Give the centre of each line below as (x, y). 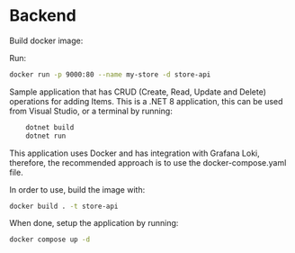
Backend (43, 16)
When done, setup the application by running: (94, 223)
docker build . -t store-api (64, 206)
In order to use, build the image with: (77, 189)
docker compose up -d (50, 239)
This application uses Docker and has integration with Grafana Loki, (134, 153)
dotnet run (46, 136)
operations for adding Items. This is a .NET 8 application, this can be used (146, 101)
